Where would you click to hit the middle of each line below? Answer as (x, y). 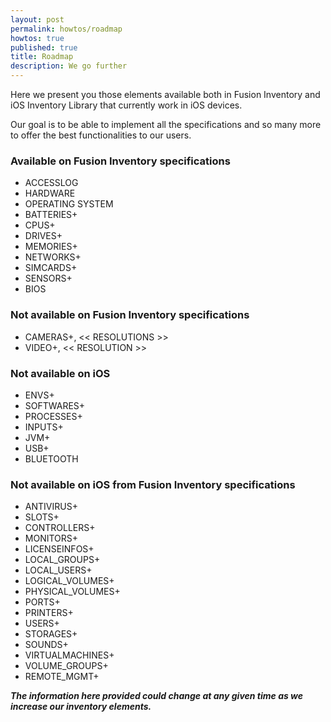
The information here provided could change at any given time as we (157, 696)
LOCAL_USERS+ (58, 570)
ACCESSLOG (51, 183)
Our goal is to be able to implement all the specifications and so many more (166, 124)
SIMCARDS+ (51, 268)
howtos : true (37, 38)
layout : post (37, 19)
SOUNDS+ (46, 645)
